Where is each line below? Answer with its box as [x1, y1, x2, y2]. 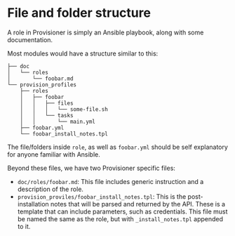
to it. [17, 222, 31, 230]
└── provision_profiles [7, 81, 77, 88]
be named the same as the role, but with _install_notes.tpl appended [17, 214, 223, 223]
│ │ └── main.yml [20, 118, 96, 125]
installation [17, 199, 49, 208]
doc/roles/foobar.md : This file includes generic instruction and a [17, 177, 204, 185]
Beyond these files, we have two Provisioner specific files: [7, 164, 175, 172]
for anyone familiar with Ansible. [7, 150, 100, 159]
